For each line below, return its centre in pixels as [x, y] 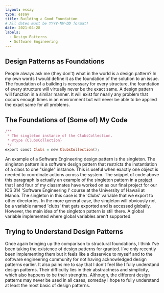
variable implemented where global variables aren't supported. [69, 216]
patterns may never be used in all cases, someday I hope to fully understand [82, 280]
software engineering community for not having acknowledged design [76, 259]
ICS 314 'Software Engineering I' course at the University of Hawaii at [75, 190]
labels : [13, 32]
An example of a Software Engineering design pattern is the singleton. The [80, 159]
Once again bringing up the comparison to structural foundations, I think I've [82, 243]
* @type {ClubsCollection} [35, 140]
